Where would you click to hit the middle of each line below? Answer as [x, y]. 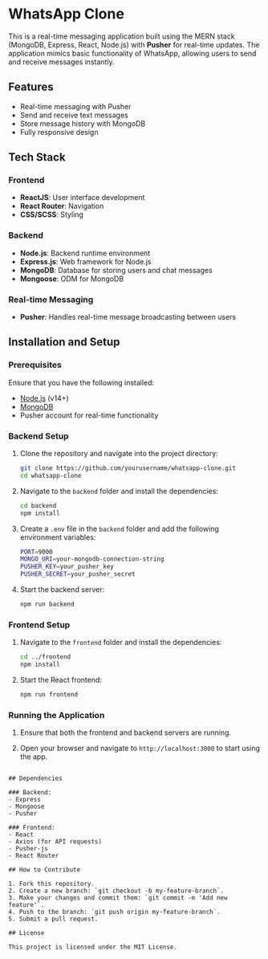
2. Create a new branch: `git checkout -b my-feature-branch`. [116, 891]
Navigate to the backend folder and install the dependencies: [119, 491]
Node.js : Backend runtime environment [85, 253]
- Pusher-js [28, 849]
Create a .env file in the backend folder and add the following [119, 528]
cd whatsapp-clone [51, 475]
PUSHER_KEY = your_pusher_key [67, 567]
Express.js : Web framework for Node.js [85, 261]
